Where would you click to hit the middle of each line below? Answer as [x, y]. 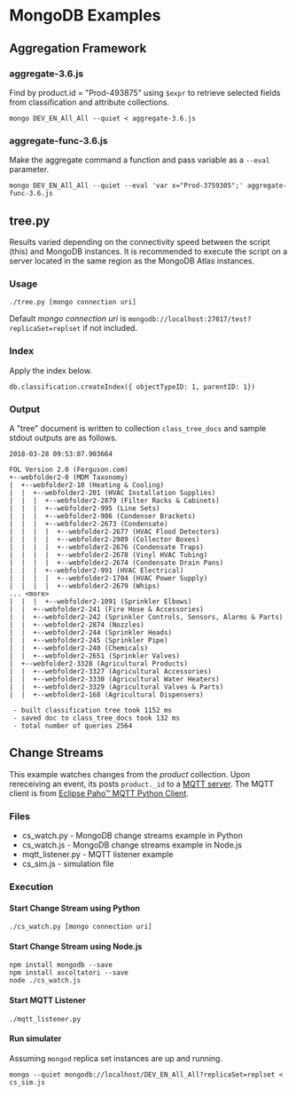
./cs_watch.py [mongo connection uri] [81, 927]
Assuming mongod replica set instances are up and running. [116, 1058]
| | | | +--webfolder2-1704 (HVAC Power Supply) [109, 578]
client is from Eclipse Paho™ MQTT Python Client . [99, 793]
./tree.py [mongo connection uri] [73, 303]
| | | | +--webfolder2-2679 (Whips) [85, 586]
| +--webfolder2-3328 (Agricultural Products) [99, 663]
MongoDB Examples [85, 16]
